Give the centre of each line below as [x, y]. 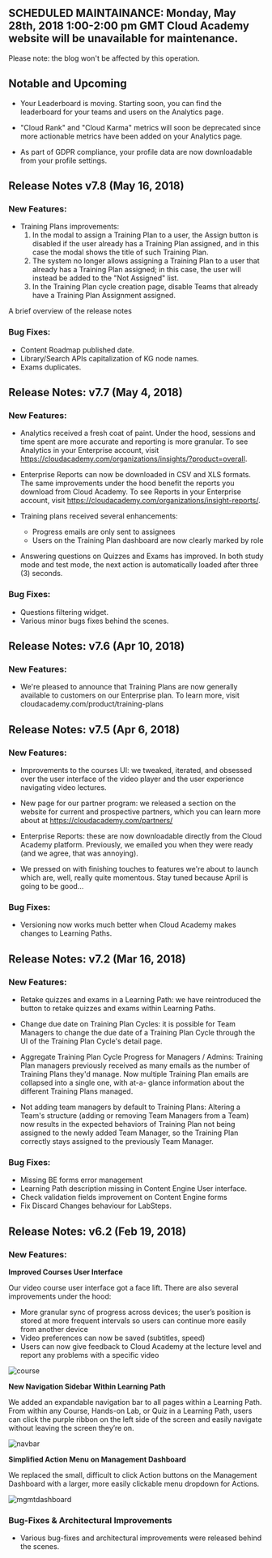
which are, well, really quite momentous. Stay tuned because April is [134, 877]
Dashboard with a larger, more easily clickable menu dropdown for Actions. [134, 1483]
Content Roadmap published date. [77, 350]
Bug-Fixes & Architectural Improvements [90, 1520]
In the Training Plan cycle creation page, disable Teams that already [145, 287]
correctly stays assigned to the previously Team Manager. [117, 1141]
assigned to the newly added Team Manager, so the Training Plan [129, 1133]
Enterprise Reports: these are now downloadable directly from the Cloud [141, 836]
